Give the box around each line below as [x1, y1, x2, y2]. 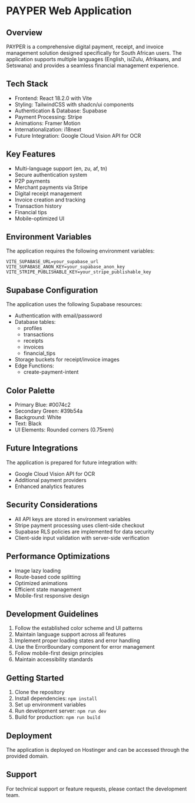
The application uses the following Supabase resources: [6, 301, 143, 308]
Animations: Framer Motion [14, 120, 81, 127]
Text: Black [14, 420, 42, 427]
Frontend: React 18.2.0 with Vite [14, 94, 92, 101]
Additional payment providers [14, 476, 87, 483]
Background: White [14, 414, 62, 421]
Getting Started [6, 673, 64, 683]
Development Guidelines [6, 609, 99, 619]
